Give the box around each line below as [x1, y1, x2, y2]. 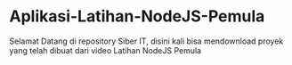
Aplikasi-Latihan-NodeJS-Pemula [9, 6, 265, 27]
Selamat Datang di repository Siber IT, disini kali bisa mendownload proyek [9, 36, 284, 46]
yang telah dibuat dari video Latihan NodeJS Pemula [9, 45, 202, 55]
